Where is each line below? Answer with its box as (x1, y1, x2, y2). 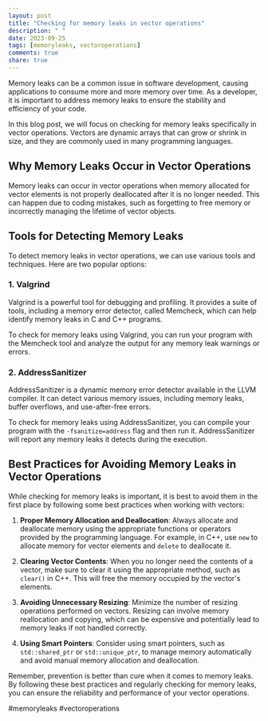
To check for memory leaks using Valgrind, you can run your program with (8, 330, 253, 339)
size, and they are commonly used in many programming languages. (8, 136, 234, 146)
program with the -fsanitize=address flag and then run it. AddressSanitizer (8, 426, 255, 436)
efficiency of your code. (8, 103, 87, 113)
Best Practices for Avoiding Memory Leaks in (8, 458, 237, 471)
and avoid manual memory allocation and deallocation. (19, 655, 200, 665)
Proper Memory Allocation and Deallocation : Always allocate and (19, 515, 238, 525)
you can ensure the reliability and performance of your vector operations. (8, 687, 250, 697)
